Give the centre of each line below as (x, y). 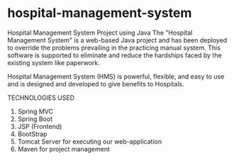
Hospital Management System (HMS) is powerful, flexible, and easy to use (116, 76)
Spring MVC (35, 111)
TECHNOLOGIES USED (41, 98)
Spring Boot (35, 119)
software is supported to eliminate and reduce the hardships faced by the (115, 55)
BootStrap (32, 134)
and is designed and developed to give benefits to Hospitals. (96, 84)
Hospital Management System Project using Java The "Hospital (100, 33)
